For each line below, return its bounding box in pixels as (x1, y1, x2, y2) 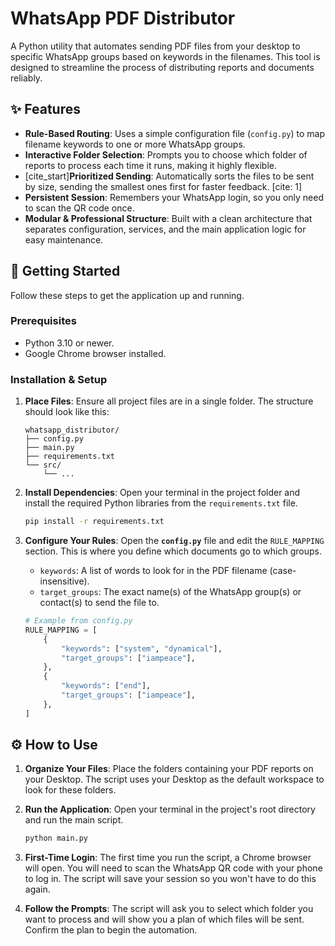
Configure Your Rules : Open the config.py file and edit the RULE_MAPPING (24, 535, 325, 547)
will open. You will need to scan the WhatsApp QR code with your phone (24, 862, 323, 874)
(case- (269, 565, 297, 577)
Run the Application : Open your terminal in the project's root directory (24, 803, 316, 816)
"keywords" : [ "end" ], (61, 681, 152, 691)
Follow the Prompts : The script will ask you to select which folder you (24, 903, 314, 915)
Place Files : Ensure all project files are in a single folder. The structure (24, 395, 314, 407)
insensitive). (39, 575, 90, 587)
